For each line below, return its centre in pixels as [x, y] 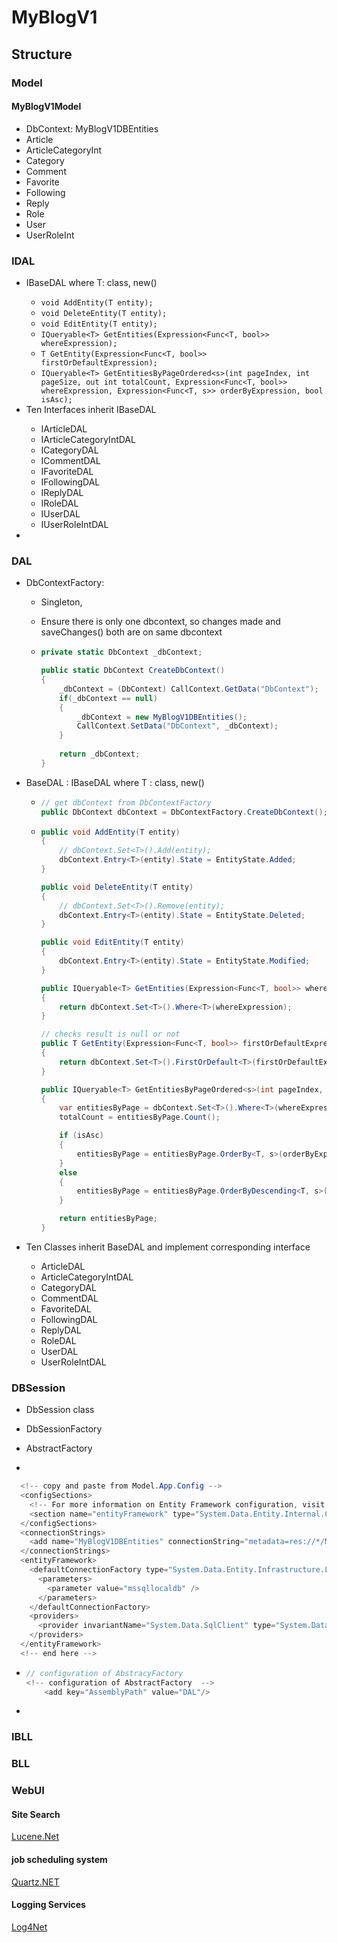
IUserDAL [60, 514]
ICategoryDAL [69, 450]
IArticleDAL [64, 429]
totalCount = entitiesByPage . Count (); [140, 1117]
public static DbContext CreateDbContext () [133, 671]
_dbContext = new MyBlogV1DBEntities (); [162, 717]
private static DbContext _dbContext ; [121, 652]
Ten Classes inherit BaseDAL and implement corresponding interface [168, 1247]
